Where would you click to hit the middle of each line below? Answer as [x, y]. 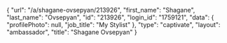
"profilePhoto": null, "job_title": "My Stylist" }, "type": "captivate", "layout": [113, 25]
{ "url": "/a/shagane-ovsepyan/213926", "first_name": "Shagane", [101, 10]
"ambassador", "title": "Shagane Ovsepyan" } [72, 32]
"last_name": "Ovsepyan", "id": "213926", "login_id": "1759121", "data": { [110, 17]
